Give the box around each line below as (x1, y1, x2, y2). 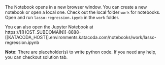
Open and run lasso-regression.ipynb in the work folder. (5, 15, 120, 20)
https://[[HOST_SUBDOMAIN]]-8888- (5, 29, 81, 35)
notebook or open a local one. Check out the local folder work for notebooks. (5, 9, 161, 15)
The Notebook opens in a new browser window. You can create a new (5, 4, 147, 10)
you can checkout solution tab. (5, 54, 68, 60)
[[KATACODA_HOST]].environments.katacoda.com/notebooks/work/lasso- (5, 34, 157, 40)
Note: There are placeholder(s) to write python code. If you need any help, (5, 49, 157, 55)
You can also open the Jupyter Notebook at (5, 24, 94, 30)
